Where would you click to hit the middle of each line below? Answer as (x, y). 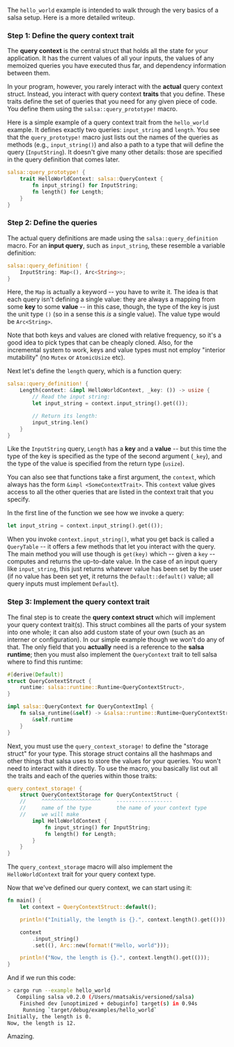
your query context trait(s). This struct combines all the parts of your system (117, 624)
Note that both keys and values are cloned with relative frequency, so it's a (114, 335)
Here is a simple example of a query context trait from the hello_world (108, 122)
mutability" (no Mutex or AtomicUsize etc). (66, 358)
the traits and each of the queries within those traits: (82, 776)
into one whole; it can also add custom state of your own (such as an (106, 632)
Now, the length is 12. (42, 1023)
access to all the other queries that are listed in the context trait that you (110, 492)
